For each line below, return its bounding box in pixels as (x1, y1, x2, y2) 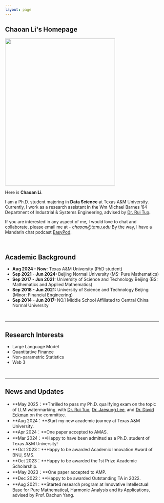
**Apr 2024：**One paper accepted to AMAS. (12, 429, 108, 435)
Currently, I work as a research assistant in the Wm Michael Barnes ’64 (5, 204, 147, 210)
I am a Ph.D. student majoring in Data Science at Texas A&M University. (5, 199, 149, 205)
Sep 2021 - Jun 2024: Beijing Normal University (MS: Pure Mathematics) (12, 271, 159, 277)
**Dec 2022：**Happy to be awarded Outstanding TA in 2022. (12, 475, 141, 481)
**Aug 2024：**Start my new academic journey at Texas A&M (12, 417, 140, 424)
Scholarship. (12, 463, 38, 469)
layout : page (5, 7, 32, 12)
